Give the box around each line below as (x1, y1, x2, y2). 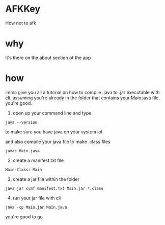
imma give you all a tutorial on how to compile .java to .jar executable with (5, 89, 160, 95)
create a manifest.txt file (12, 157, 64, 163)
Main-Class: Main (5, 167, 42, 172)
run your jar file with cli (12, 194, 61, 201)
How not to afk (5, 20, 37, 26)
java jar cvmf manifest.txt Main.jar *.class (5, 186, 103, 191)
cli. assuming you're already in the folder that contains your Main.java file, (5, 95, 160, 101)
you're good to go (5, 213, 43, 219)
